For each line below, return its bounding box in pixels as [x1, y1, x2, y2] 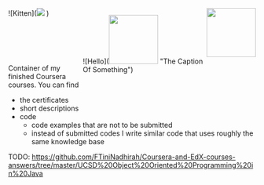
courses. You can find [8, 80, 79, 89]
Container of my [8, 63, 60, 73]
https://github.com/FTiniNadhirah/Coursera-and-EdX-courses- [31, 152, 236, 161]
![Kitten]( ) [8, 9, 49, 18]
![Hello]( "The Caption [82, 56, 203, 66]
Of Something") [82, 65, 134, 74]
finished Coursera [8, 72, 67, 81]
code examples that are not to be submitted [31, 121, 173, 129]
